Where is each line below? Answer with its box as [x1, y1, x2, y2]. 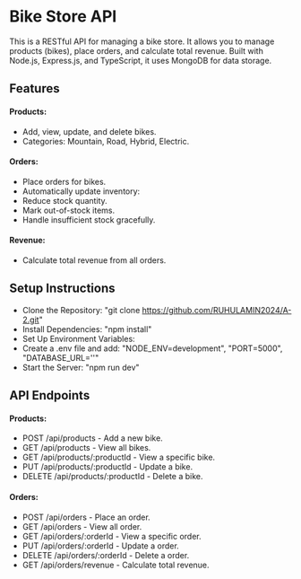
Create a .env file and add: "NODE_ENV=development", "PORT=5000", [21, 343, 283, 354]
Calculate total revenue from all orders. [21, 254, 167, 266]
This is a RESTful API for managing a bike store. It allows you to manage [9, 36, 275, 47]
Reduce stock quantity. [21, 195, 107, 206]
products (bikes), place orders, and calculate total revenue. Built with [9, 45, 264, 56]
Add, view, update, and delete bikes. [21, 126, 157, 136]
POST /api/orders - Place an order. [21, 512, 150, 522]
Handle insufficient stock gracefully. [21, 214, 156, 225]
